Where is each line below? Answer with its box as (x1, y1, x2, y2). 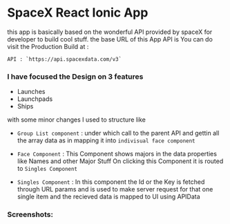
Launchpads (17, 95, 53, 103)
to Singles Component (17, 165, 78, 173)
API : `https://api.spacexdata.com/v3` (7, 55, 122, 63)
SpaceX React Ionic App (7, 5, 148, 21)
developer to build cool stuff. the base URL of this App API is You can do (7, 35, 213, 43)
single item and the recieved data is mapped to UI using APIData (17, 192, 200, 201)
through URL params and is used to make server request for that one (17, 185, 213, 194)
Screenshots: (7, 209, 54, 219)
